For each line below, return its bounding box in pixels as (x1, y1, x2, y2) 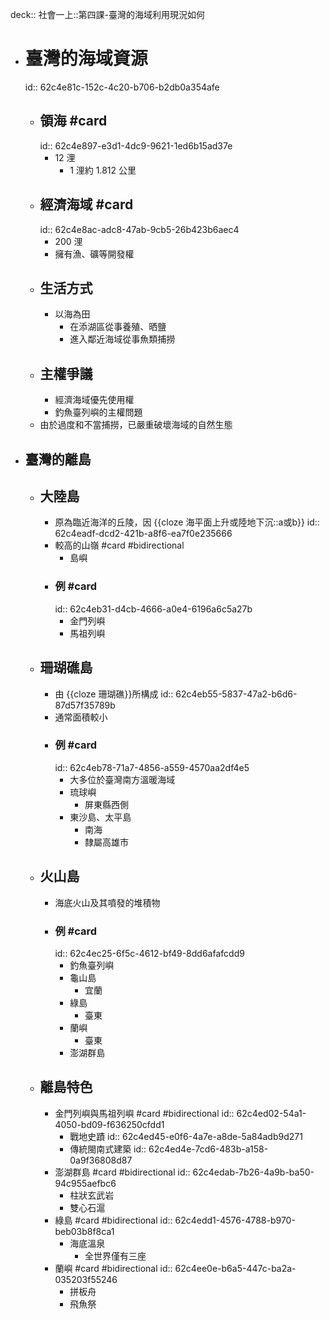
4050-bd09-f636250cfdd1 (54, 1118, 165, 1130)
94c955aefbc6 (54, 1177, 117, 1189)
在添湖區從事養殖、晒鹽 (69, 321, 167, 333)
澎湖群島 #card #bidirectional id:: (54, 1166, 191, 1178)
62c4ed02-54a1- (236, 1107, 307, 1119)
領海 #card (39, 113, 108, 130)
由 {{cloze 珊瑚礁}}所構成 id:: (54, 688, 174, 700)
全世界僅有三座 (84, 1249, 147, 1262)
